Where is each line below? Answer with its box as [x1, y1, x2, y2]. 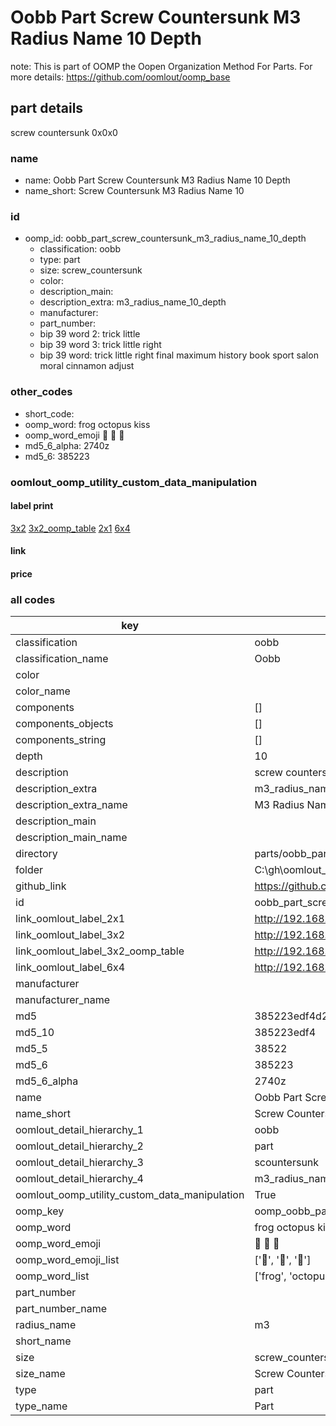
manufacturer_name [15, 993, 111, 1007]
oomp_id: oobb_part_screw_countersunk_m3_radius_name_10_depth [24, 232, 307, 245]
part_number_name [15, 1302, 107, 1316]
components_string [15, 733, 107, 747]
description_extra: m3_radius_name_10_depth [39, 296, 227, 308]
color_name [15, 684, 71, 698]
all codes [10, 592, 56, 606]
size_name [15, 1367, 66, 1381]
